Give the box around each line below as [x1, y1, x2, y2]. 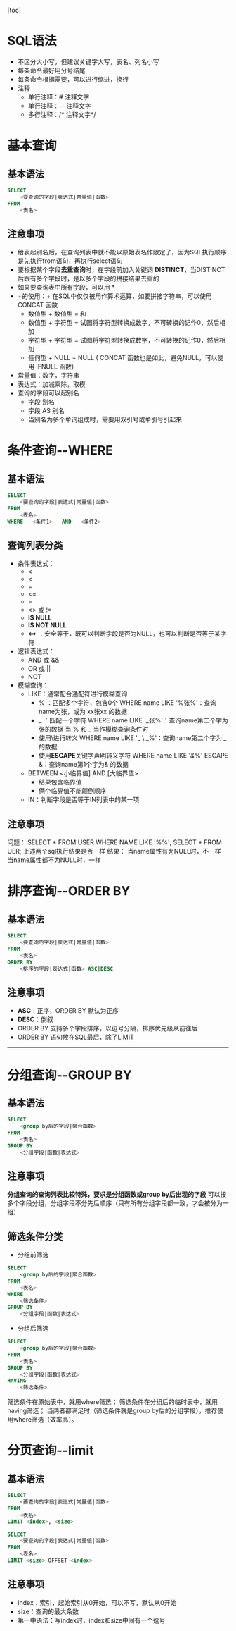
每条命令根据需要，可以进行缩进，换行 [17, 75, 129, 83]
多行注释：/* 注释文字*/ [27, 110, 96, 118]
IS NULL [27, 613, 52, 622]
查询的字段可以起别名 [17, 389, 79, 398]
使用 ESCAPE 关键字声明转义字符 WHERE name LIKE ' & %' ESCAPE [38, 751, 229, 760]
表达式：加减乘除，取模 [17, 380, 86, 388]
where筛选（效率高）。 [13, 1415, 79, 1424]
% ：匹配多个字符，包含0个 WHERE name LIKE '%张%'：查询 [38, 698, 216, 707]
